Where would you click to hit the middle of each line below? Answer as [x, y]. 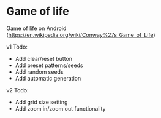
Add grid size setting [41, 102]
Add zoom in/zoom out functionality [60, 108]
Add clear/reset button [43, 58]
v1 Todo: [17, 47]
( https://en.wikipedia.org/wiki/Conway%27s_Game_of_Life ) [81, 34]
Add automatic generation [48, 78]
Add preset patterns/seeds [49, 65]
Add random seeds [39, 71]
